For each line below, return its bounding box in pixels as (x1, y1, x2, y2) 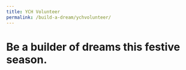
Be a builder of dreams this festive (6, 40, 181, 54)
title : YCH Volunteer (6, 8, 61, 15)
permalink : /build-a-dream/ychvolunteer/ (6, 14, 112, 20)
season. (6, 53, 47, 66)
